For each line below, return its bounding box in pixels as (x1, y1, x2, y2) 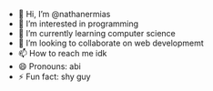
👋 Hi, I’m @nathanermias (17, 9, 111, 19)
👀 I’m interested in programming (17, 18, 139, 29)
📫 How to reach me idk (17, 48, 107, 58)
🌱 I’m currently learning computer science (17, 28, 176, 38)
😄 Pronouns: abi (17, 61, 82, 72)
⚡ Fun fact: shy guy (17, 71, 91, 82)
